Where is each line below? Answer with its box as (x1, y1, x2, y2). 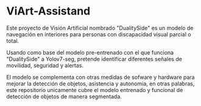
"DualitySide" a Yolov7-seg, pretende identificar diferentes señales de (6, 55, 183, 62)
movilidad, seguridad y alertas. (6, 62, 84, 69)
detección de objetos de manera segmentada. (6, 93, 122, 100)
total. (6, 37, 19, 44)
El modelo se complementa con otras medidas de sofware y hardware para (6, 73, 195, 81)
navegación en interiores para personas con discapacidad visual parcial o (6, 30, 191, 38)
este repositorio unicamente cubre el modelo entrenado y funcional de (6, 86, 183, 93)
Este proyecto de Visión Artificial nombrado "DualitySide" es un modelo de (6, 24, 194, 31)
